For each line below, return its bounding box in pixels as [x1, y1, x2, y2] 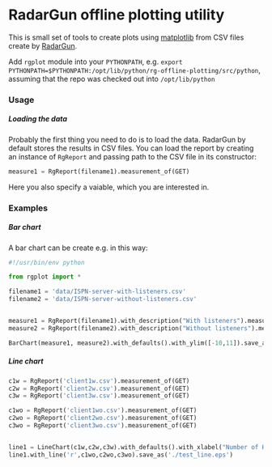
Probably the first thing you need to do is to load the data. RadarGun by [8, 134, 246, 144]
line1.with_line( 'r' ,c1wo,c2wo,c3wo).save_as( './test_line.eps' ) [8, 451, 233, 459]
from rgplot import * [8, 273, 82, 281]
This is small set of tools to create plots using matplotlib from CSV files [8, 32, 244, 42]
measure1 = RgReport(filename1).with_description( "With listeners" [8, 317, 241, 325]
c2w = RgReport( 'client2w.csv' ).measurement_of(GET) [8, 384, 190, 393]
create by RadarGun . [8, 40, 78, 50]
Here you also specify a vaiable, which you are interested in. [8, 182, 210, 192]
